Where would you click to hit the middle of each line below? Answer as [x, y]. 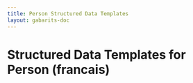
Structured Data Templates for [96, 55]
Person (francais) [59, 69]
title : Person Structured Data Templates [68, 14]
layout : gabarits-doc [39, 20]
